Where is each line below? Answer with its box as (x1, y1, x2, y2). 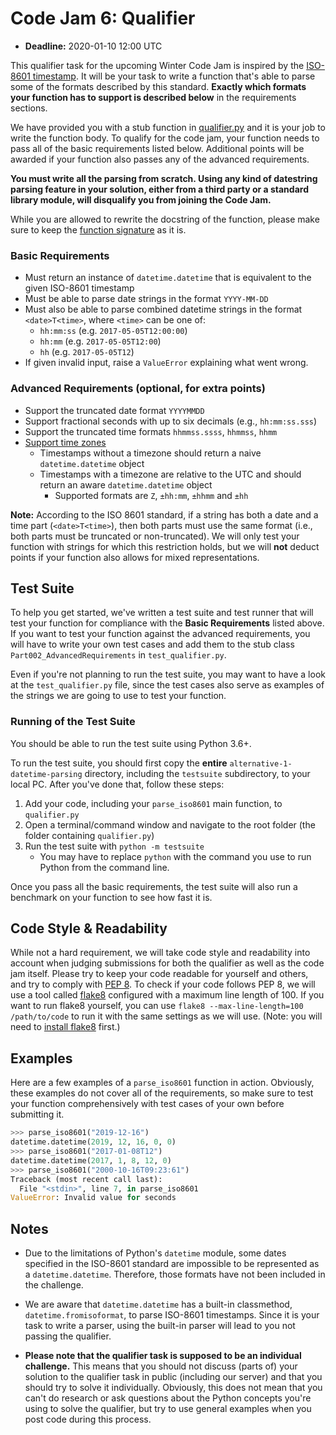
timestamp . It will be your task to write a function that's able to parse (32, 70, 316, 82)
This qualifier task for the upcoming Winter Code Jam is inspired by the (10, 59, 305, 71)
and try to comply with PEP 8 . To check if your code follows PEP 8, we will (10, 978, 316, 991)
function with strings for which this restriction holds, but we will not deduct (10, 540, 320, 552)
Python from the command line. (39, 861, 170, 873)
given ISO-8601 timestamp (24, 282, 135, 294)
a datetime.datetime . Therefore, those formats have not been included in (24, 1268, 326, 1281)
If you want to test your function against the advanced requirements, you (10, 628, 311, 640)
